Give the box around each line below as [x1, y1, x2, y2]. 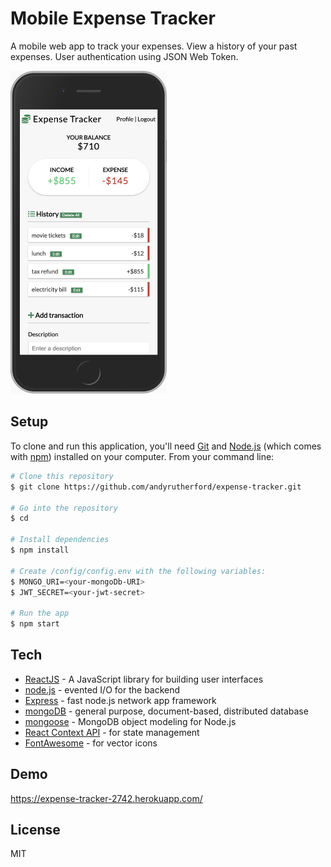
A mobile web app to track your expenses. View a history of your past [10, 40, 298, 52]
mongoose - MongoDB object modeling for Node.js [24, 715, 237, 727]
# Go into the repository [10, 503, 118, 513]
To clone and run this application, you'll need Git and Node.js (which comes [10, 440, 322, 452]
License [10, 822, 61, 839]
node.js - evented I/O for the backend [24, 683, 181, 696]
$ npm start [10, 619, 60, 629]
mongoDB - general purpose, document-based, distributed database [24, 705, 309, 717]
